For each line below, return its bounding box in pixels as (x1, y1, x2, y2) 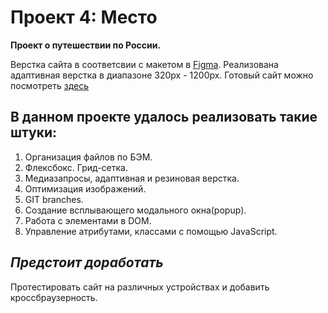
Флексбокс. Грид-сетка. (24, 161, 128, 173)
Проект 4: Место (10, 6, 158, 29)
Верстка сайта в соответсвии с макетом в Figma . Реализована (10, 58, 279, 70)
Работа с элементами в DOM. (24, 214, 152, 226)
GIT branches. (24, 193, 84, 205)
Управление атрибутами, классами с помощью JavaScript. (24, 225, 278, 237)
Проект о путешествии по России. (10, 39, 162, 51)
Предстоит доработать (10, 254, 164, 271)
